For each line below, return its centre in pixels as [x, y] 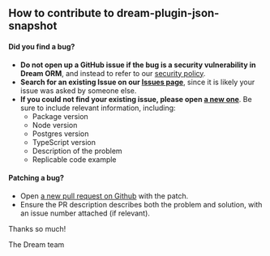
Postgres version [60, 134]
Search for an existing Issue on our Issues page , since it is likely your [137, 82]
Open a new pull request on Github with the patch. [104, 196]
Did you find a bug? [42, 46]
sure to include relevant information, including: [98, 108]
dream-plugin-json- [168, 13]
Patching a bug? [36, 178]
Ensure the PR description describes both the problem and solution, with [141, 204]
